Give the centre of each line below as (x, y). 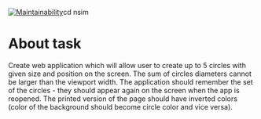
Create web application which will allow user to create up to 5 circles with (127, 65)
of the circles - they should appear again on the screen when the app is (124, 90)
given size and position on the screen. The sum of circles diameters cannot (130, 74)
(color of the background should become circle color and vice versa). (121, 106)
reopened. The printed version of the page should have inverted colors (123, 99)
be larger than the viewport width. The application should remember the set (130, 81)
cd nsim (75, 12)
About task (45, 44)
